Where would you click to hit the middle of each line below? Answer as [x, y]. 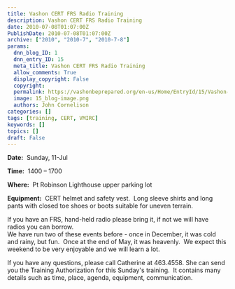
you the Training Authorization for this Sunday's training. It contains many [114, 270]
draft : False [26, 137]
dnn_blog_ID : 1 [36, 53]
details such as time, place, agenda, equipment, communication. [100, 278]
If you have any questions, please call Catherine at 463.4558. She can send [116, 263]
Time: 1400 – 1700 [35, 171]
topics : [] [23, 131]
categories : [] [29, 112]
